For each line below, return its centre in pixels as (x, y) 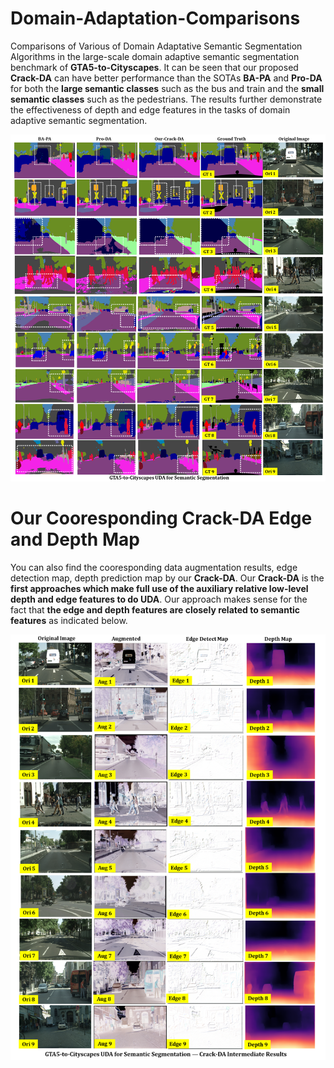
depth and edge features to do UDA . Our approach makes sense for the (159, 599)
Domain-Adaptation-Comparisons (155, 18)
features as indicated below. (69, 620)
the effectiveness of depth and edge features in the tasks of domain (150, 109)
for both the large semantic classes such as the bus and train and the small (167, 88)
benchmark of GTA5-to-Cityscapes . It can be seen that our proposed (154, 67)
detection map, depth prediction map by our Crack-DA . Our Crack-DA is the (167, 578)
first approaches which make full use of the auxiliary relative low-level (159, 588)
